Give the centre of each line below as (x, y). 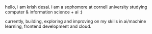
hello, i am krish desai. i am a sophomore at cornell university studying (76, 7)
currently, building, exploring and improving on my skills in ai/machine (76, 21)
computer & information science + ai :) (44, 12)
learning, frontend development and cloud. (48, 26)
